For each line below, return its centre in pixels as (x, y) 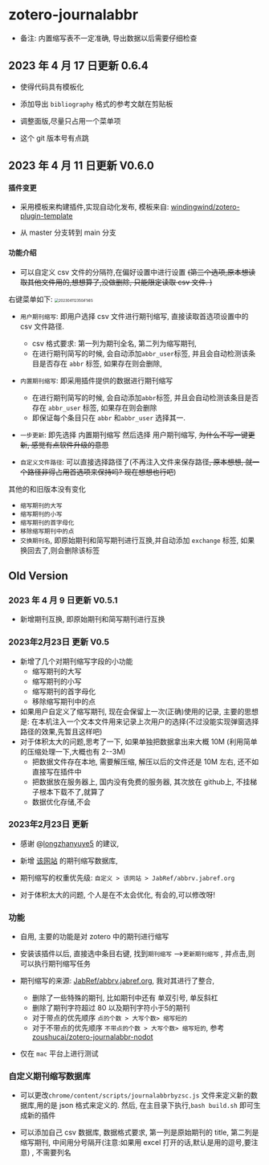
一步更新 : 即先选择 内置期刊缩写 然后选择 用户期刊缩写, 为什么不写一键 (134, 435)
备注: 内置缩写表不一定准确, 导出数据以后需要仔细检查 (108, 38)
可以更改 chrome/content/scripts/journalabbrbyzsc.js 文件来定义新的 (135, 1095)
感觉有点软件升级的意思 (70, 444)
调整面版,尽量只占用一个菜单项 (70, 121)
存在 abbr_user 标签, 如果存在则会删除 (94, 407)
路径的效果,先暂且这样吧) (61, 731)
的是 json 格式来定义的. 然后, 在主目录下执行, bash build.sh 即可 (149, 1106)
